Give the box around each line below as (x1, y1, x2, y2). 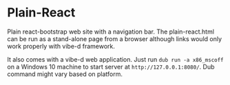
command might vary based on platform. (7, 70, 123, 78)
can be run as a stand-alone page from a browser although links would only (7, 34, 222, 42)
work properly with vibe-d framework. (7, 42, 116, 50)
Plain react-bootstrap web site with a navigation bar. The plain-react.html (7, 27, 215, 36)
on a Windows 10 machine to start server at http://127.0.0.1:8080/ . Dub (7, 62, 215, 71)
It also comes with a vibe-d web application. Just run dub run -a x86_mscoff (7, 55, 224, 63)
